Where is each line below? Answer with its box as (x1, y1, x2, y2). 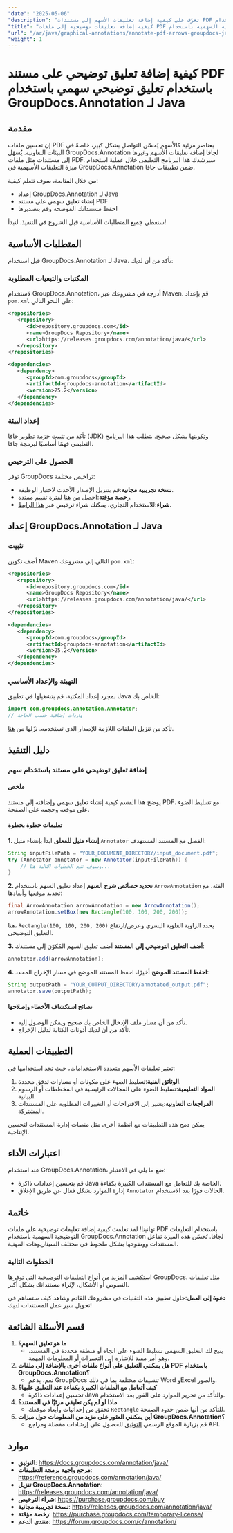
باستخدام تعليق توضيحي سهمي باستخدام (8, 80, 213, 96)
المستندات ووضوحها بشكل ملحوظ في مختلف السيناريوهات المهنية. (8, 1240, 179, 1248)
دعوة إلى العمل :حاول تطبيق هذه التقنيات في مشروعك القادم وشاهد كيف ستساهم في (8, 1294, 226, 1302)
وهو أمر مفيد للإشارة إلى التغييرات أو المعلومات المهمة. (28, 1354, 170, 1362)
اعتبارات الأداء (8, 1148, 61, 1159)
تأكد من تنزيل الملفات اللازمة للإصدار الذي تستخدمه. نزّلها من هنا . (8, 725, 174, 733)
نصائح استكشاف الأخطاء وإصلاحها (8, 1003, 93, 1011)
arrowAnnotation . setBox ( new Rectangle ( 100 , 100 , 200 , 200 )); (8, 909, 188, 916)
